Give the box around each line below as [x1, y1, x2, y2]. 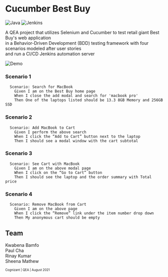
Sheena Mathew [5, 258, 39, 264]
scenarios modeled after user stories [5, 45, 81, 51]
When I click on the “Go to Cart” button [14, 170, 102, 175]
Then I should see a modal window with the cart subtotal [14, 138, 138, 143]
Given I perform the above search [14, 129, 87, 135]
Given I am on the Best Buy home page [14, 89, 96, 94]
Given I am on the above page [14, 207, 78, 212]
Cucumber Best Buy [5, 3, 91, 15]
